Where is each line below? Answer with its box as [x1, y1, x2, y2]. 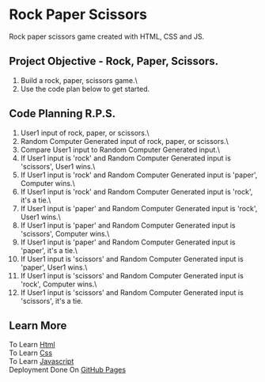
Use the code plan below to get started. [20, 84, 150, 93]
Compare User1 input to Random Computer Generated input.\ [20, 145, 221, 154]
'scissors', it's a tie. [20, 296, 84, 305]
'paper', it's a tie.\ [20, 245, 78, 255]
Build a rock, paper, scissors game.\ [20, 75, 138, 85]
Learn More [9, 319, 67, 332]
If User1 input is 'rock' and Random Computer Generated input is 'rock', [20, 187, 253, 196]
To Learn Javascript [9, 357, 74, 366]
